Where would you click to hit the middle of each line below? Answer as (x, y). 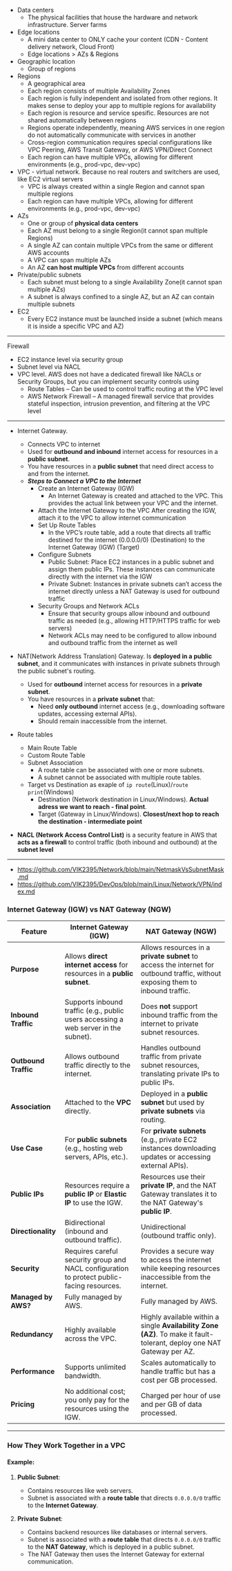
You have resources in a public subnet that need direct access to (120, 466)
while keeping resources (181, 1269)
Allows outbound (92, 1057)
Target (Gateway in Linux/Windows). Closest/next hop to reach (128, 814)
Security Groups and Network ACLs (88, 606)
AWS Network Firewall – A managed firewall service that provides (120, 396)
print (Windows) (51, 792)
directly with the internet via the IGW (100, 576)
